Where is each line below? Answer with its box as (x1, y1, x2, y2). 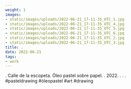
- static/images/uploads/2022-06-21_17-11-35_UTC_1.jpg (5, 17, 124, 22)
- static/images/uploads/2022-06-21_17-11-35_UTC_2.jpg (5, 36, 124, 41)
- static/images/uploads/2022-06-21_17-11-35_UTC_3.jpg (5, 40, 124, 45)
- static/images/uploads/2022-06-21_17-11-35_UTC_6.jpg (5, 31, 124, 36)
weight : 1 (5, 7, 26, 13)
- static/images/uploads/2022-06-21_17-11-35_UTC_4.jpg (5, 21, 124, 27)
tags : (5, 54, 17, 59)
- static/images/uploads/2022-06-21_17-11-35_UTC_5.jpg (5, 26, 124, 31)
